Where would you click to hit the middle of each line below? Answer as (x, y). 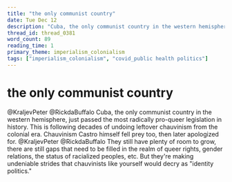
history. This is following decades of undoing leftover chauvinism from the (113, 127)
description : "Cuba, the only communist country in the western (101, 26)
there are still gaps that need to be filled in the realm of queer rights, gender (115, 149)
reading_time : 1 (30, 46)
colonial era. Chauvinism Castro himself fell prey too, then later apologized (113, 134)
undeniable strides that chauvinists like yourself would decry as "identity (110, 163)
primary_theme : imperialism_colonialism (66, 53)
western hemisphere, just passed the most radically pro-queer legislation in (115, 119)
